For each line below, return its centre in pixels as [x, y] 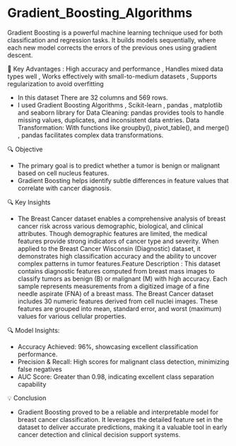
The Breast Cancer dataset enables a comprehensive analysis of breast [122, 218]
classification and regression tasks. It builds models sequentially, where [112, 40]
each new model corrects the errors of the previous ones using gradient [112, 47]
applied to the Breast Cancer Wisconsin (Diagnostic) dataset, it [109, 248]
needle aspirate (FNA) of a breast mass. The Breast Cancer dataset [116, 293]
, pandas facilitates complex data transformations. [90, 135]
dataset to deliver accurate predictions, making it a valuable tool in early [122, 427]
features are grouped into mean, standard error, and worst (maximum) [119, 308]
